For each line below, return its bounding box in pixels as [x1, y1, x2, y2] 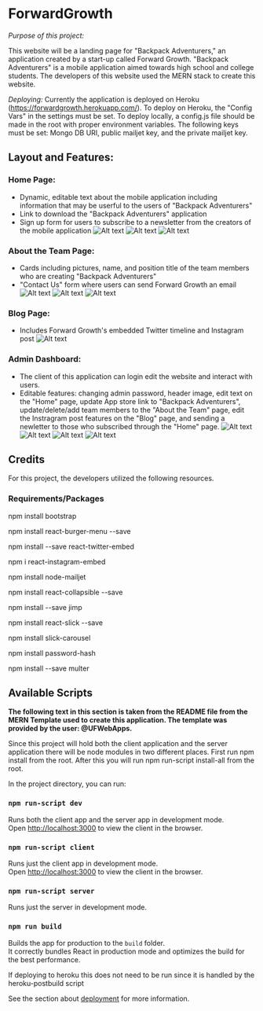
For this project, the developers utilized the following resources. [8, 473, 214, 483]
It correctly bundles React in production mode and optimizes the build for [8, 947, 245, 956]
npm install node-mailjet [8, 572, 86, 582]
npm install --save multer [8, 664, 89, 673]
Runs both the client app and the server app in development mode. [8, 814, 225, 824]
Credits [8, 453, 46, 466]
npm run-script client [8, 843, 95, 851]
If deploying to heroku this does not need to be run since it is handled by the [8, 970, 255, 980]
